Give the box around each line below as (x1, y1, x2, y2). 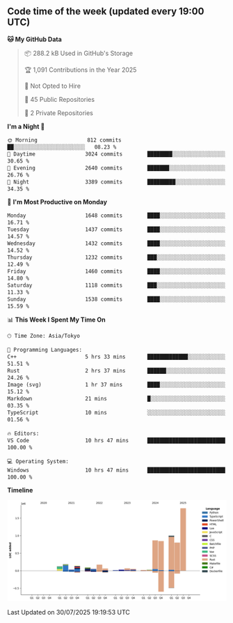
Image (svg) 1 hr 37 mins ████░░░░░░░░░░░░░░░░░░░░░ (7, 381, 226, 388)
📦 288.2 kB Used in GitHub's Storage (24, 49, 134, 57)
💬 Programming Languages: (7, 346, 82, 353)
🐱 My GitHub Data (7, 35, 63, 43)
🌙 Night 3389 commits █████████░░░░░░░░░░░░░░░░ (7, 178, 226, 186)
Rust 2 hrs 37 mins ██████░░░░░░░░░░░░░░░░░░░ (7, 367, 226, 374)
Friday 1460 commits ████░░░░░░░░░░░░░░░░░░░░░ (7, 268, 226, 275)
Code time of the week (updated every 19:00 (7, 6, 204, 17)
